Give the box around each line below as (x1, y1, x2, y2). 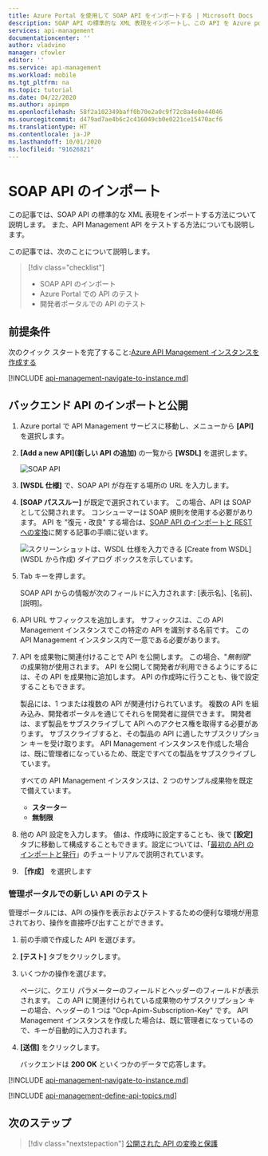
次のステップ (8, 1116, 72, 1130)
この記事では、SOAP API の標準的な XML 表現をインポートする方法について (8, 210, 257, 219)
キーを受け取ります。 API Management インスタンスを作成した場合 (29, 739, 250, 748)
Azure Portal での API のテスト (39, 289, 140, 299)
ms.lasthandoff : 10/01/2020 (8, 137, 102, 146)
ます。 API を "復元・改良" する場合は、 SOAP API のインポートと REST (19, 517, 253, 527)
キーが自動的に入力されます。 (33, 1026, 132, 1036)
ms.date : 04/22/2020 (8, 93, 77, 101)
